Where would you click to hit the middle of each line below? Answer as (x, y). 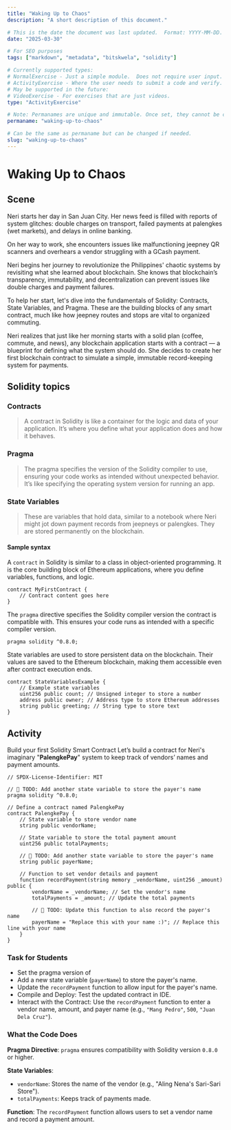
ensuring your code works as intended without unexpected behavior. (121, 476)
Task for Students (37, 957)
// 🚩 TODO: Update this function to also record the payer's (121, 910)
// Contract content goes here (64, 596)
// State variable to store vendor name (78, 820)
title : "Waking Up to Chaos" (49, 13)
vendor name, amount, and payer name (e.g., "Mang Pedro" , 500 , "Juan (116, 1009)
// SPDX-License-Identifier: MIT (55, 777)
